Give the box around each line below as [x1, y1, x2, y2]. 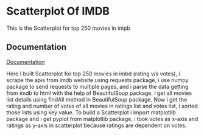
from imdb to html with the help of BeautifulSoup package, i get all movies [6, 89, 192, 97]
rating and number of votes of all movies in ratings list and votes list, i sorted [6, 102, 198, 109]
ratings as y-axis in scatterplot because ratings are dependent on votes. [6, 122, 187, 129]
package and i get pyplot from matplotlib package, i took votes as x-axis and [6, 115, 199, 122]
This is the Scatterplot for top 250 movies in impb [6, 24, 131, 32]
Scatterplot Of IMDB [6, 4, 110, 18]
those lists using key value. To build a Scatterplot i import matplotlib [6, 108, 176, 116]
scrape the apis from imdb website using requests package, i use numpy [6, 76, 189, 83]
